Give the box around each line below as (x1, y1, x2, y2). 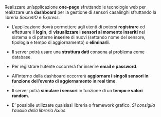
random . (11, 93, 30, 98)
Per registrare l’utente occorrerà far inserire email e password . (11, 63, 138, 69)
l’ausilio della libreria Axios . (11, 107, 67, 113)
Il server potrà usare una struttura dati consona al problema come (11, 49, 145, 55)
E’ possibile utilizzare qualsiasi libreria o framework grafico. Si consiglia (11, 102, 155, 108)
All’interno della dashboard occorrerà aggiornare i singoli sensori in (11, 73, 149, 78)
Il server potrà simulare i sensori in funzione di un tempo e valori (11, 88, 143, 93)
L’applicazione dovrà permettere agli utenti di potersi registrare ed (11, 24, 145, 30)
